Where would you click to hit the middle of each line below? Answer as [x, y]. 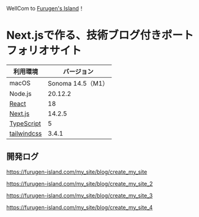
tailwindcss [26, 133]
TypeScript [25, 123]
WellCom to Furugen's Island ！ [45, 8]
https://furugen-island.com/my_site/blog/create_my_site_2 [80, 183]
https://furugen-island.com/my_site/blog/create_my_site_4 [80, 207]
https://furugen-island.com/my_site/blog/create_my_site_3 [80, 195]
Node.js [21, 94]
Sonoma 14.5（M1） [78, 83]
